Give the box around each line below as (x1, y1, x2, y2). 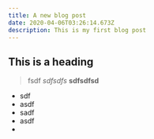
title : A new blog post (8, 11, 87, 20)
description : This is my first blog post (8, 26, 147, 34)
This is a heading (8, 55, 94, 68)
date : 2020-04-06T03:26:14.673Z (8, 19, 115, 27)
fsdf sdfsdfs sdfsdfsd (27, 76, 100, 86)
